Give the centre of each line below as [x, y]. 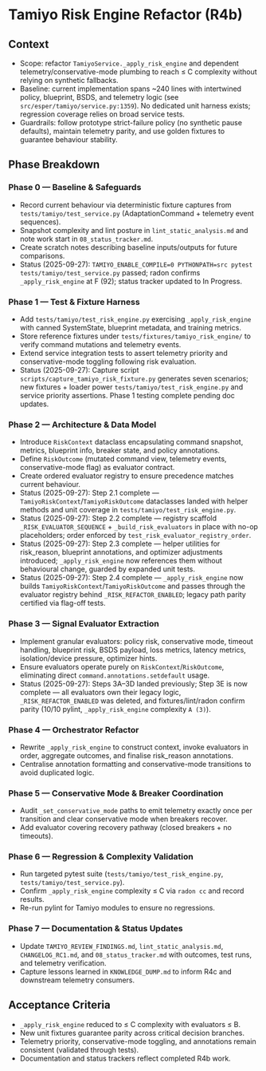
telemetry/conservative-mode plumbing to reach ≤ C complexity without [138, 72]
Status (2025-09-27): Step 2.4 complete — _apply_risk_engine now [131, 578]
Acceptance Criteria [59, 1005]
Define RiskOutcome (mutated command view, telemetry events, [123, 459]
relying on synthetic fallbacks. [69, 80]
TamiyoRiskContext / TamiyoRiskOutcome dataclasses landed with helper [134, 501]
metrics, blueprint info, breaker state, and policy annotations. [120, 451]
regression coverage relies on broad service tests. [102, 114]
